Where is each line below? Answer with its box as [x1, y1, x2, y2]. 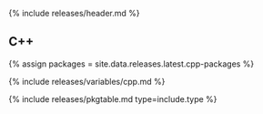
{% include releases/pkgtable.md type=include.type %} [8, 93, 217, 104]
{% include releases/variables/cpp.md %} [8, 76, 166, 87]
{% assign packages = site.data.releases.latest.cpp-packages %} [8, 58, 255, 69]
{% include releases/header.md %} [8, 8, 140, 18]
